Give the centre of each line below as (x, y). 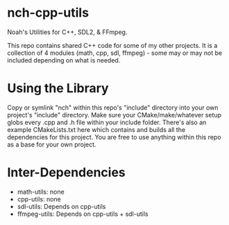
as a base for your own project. (52, 144)
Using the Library (58, 89)
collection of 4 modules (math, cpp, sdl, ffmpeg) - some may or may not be (115, 53)
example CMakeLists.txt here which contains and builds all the (96, 129)
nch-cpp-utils (48, 13)
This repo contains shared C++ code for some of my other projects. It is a (112, 45)
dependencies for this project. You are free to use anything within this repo (114, 137)
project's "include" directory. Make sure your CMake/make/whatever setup (114, 115)
